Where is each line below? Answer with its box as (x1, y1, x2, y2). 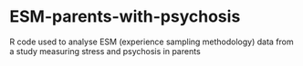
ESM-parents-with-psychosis (9, 6, 241, 27)
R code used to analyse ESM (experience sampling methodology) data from (9, 36, 294, 47)
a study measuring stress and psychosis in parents (9, 45, 201, 56)
